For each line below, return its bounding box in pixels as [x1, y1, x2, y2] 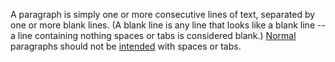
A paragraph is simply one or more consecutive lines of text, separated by [10, 9, 316, 20]
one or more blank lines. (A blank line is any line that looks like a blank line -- [10, 19, 326, 31]
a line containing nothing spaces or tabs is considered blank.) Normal [10, 30, 297, 41]
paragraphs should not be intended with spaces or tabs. [10, 40, 242, 52]
